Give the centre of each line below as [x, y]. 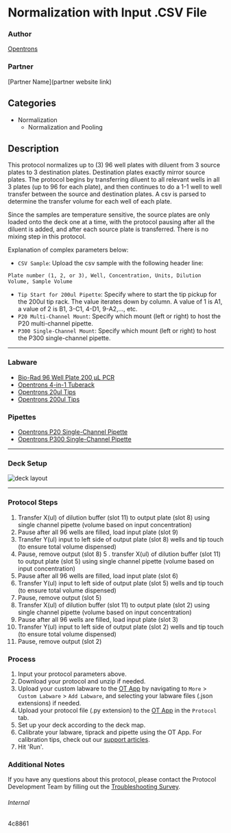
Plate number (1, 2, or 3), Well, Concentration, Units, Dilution [105, 276]
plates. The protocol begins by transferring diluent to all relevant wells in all [114, 180]
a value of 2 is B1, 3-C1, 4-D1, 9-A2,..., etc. [77, 309]
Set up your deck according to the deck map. [82, 725]
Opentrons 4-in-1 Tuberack [56, 385]
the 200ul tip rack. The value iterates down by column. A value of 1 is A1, [120, 302]
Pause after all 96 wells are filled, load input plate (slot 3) [98, 619]
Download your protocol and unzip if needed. [82, 681]
